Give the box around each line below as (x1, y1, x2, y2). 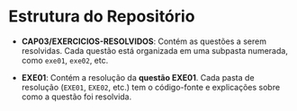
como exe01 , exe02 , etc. (21, 55, 109, 65)
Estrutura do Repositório (8, 6, 195, 27)
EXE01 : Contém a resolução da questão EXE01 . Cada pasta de (21, 72, 255, 82)
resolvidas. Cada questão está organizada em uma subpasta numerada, (21, 45, 289, 55)
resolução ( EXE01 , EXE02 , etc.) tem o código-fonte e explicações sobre (21, 81, 281, 92)
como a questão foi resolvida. (21, 91, 132, 102)
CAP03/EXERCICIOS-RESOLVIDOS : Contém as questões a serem (21, 36, 267, 47)
